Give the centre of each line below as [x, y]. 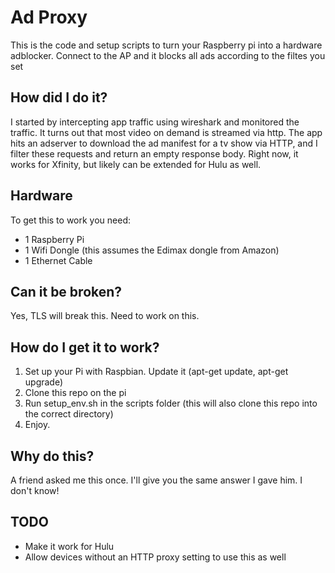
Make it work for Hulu [69, 546]
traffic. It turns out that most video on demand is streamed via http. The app [166, 132]
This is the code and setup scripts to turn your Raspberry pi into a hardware [166, 45]
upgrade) [44, 382]
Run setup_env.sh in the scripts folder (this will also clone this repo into [171, 403]
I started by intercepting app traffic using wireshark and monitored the [155, 122]
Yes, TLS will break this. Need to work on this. [105, 316]
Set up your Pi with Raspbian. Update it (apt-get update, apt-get [156, 372]
